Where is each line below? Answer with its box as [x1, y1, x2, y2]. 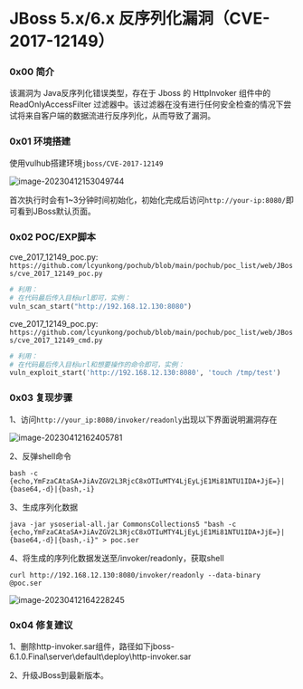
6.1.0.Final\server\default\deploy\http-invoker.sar [9, 651, 192, 662]
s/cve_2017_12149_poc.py [9, 269, 103, 279]
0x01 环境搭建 [9, 135, 71, 148]
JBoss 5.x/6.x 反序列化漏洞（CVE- [9, 8, 270, 29]
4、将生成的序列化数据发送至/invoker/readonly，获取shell [9, 552, 224, 563]
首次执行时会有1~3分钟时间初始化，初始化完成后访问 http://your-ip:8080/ [9, 194, 287, 205]
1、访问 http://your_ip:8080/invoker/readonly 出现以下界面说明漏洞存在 [9, 414, 278, 425]
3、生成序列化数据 [9, 502, 79, 512]
